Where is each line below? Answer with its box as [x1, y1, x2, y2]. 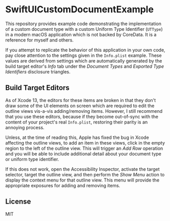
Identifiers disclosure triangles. [5, 68, 71, 75]
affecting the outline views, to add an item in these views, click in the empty [5, 139, 165, 146]
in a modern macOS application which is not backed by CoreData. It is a [5, 31, 157, 37]
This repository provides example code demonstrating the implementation [5, 21, 162, 27]
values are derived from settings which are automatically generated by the [5, 57, 162, 64]
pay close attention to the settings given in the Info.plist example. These [5, 52, 162, 58]
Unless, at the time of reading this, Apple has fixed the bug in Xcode [5, 134, 150, 140]
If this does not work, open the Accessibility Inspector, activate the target [5, 166, 160, 172]
